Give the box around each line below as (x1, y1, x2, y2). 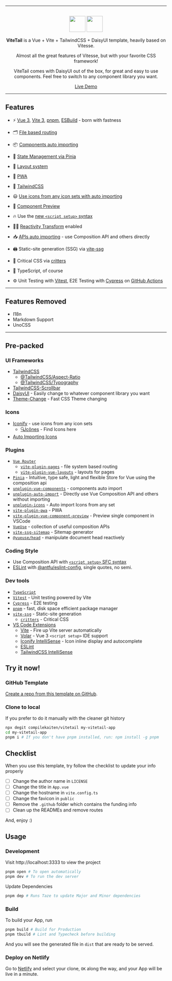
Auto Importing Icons (12, 433, 57, 440)
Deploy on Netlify (5, 954, 50, 961)
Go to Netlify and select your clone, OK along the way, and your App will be (5, 965, 162, 971)
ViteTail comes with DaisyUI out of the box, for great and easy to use (13, 68, 159, 74)
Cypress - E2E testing (12, 599, 58, 606)
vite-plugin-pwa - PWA (12, 507, 62, 513)
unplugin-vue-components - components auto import (12, 485, 122, 491)
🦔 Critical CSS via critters (12, 257, 67, 263)
